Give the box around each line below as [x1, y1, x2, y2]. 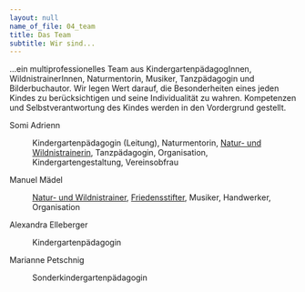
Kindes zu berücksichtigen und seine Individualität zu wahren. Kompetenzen [9, 93, 297, 104]
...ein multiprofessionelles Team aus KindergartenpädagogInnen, [9, 64, 252, 75]
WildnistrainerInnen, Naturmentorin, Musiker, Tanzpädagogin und [9, 74, 255, 85]
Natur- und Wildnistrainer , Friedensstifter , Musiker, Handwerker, [32, 192, 271, 203]
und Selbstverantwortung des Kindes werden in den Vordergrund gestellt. [9, 102, 287, 114]
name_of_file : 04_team [9, 22, 96, 31]
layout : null [9, 13, 59, 23]
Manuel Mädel [9, 175, 64, 186]
